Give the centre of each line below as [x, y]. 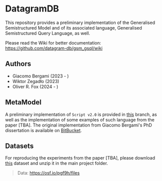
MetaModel [23, 102]
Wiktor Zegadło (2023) [36, 81]
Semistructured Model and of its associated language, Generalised [74, 27]
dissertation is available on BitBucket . [44, 130]
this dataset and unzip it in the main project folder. [57, 163]
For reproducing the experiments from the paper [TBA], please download [80, 158]
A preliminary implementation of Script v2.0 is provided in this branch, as [81, 114]
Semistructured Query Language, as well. [48, 33]
